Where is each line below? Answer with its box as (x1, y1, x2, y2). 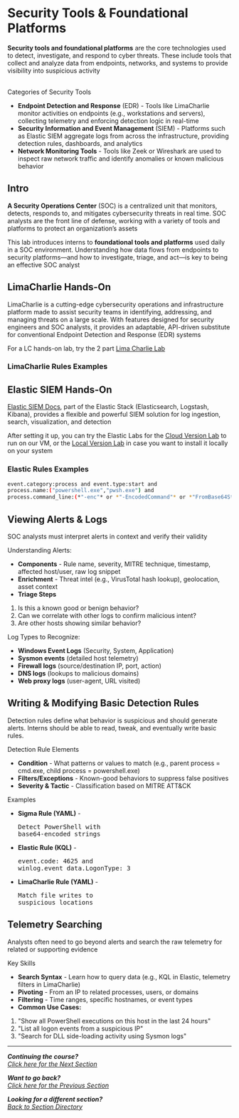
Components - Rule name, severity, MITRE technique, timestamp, (17, 560, 211, 568)
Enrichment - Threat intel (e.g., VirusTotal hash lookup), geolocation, (17, 575, 221, 584)
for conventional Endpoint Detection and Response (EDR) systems (7, 330, 201, 339)
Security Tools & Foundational (7, 5, 188, 21)
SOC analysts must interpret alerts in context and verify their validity (7, 532, 208, 541)
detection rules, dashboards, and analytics (17, 139, 143, 147)
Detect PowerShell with (17, 823, 101, 831)
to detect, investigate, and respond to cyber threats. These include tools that (7, 51, 232, 60)
